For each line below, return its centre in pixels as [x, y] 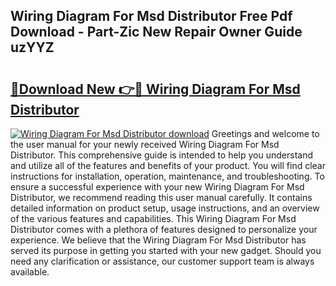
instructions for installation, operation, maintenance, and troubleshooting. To [167, 176]
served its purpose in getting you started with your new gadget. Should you [166, 250]
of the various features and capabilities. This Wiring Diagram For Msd [153, 218]
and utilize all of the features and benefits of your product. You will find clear [168, 165]
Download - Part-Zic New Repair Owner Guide [156, 32]
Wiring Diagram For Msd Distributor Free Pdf [151, 16]
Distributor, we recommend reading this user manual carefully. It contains [161, 197]
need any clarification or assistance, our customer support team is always [162, 261]
